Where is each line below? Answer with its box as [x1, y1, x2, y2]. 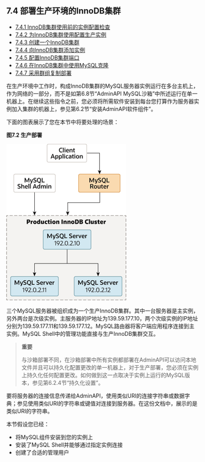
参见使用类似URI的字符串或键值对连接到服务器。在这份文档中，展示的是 [17, 400, 198, 407]
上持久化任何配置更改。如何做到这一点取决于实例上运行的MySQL [21, 371, 185, 379]
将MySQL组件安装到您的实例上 [15, 433, 93, 441]
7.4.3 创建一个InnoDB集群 [15, 39, 80, 46]
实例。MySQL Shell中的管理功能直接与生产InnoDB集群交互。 [6, 330, 159, 337]
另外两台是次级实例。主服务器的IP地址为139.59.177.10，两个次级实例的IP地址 [6, 314, 198, 322]
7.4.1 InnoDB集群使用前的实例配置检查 [15, 23, 110, 31]
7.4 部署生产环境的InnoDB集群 [6, 6, 121, 17]
